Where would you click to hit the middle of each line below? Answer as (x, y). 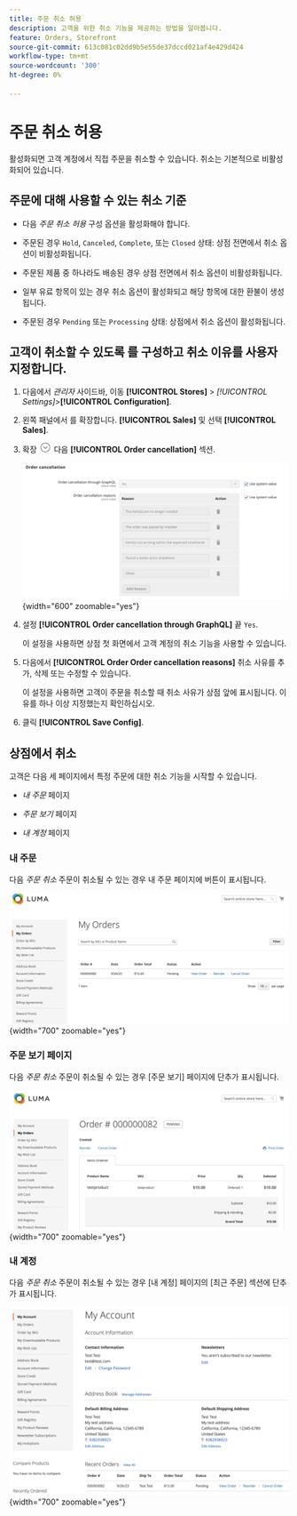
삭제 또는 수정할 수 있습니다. (82, 674)
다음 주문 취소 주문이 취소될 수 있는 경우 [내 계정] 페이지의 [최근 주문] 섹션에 (140, 1282)
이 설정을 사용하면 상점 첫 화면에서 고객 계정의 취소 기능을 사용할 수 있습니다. (154, 644)
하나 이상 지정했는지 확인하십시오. (97, 703)
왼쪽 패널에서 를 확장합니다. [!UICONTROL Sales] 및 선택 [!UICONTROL (149, 420)
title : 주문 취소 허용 (46, 19)
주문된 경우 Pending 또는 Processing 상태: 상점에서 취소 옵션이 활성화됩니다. (154, 321)
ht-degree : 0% (35, 76)
